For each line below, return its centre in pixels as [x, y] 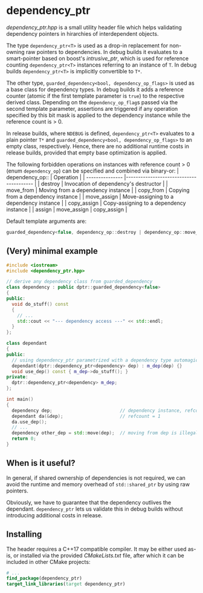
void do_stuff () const [40, 304]
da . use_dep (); [29, 422]
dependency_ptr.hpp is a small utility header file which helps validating [94, 27]
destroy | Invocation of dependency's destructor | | [104, 184]
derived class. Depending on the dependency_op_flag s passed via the [92, 102]
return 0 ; [24, 439]
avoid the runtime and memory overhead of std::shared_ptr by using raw [98, 484]
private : [17, 377]
